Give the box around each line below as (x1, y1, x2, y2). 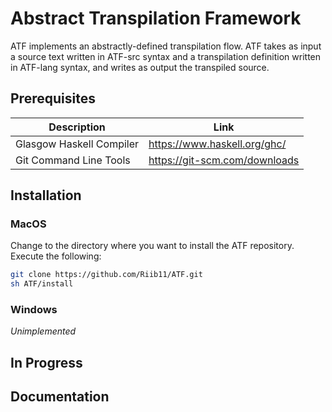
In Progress (10, 354, 83, 371)
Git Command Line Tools (15, 153, 131, 167)
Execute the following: (10, 250, 102, 262)
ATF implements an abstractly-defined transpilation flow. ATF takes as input (10, 40, 322, 52)
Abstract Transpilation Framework (10, 7, 302, 30)
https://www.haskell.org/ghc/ (148, 137, 287, 151)
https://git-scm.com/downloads (148, 153, 300, 167)
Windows (10, 303, 58, 317)
